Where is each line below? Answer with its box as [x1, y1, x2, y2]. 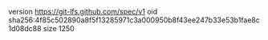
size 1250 [43, 24, 75, 33]
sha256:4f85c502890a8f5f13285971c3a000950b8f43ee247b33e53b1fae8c [8, 15, 261, 25]
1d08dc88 [8, 24, 42, 33]
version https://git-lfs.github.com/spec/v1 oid [8, 7, 158, 16]
